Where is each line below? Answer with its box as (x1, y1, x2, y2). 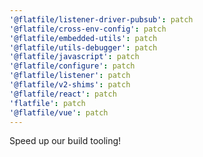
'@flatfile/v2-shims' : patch (9, 80, 131, 90)
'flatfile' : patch (9, 98, 86, 108)
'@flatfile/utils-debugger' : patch (9, 42, 158, 53)
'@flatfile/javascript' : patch (9, 52, 140, 62)
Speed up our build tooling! (9, 135, 122, 147)
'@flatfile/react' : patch (9, 89, 117, 99)
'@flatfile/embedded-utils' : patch (9, 33, 158, 43)
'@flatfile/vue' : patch (9, 107, 109, 118)
